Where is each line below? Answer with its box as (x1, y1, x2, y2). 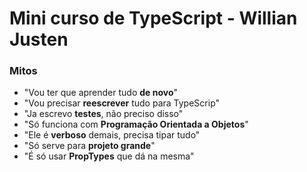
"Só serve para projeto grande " (23, 140, 156, 152)
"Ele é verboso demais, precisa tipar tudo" (23, 129, 201, 141)
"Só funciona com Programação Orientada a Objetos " (23, 118, 249, 131)
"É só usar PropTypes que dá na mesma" (23, 150, 195, 162)
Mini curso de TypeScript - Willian (9, 7, 298, 30)
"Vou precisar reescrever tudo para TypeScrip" (23, 97, 221, 109)
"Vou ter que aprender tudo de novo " (23, 87, 179, 99)
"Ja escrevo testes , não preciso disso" (23, 108, 184, 120)
